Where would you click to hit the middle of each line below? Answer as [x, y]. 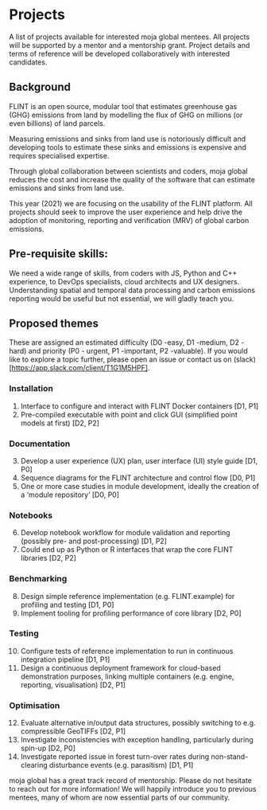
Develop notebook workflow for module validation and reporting [125, 533]
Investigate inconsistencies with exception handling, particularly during [137, 740]
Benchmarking [38, 579]
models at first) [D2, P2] [60, 423]
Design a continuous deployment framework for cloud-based [120, 667]
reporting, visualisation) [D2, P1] [73, 685]
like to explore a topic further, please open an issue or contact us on [121, 359]
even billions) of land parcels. [57, 123]
